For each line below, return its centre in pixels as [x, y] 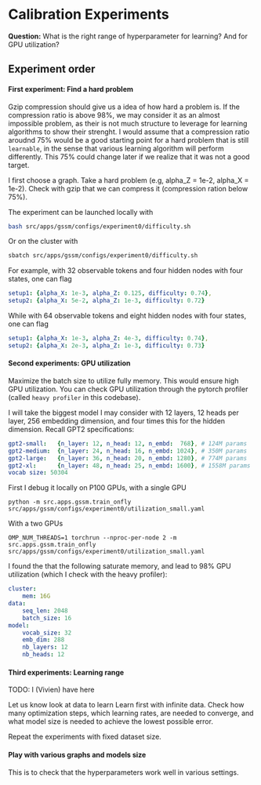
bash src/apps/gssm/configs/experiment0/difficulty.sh [100, 226]
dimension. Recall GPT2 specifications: [71, 429]
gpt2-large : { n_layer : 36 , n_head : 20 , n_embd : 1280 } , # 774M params [128, 458]
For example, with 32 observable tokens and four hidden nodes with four [126, 271]
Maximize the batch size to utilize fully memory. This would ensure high [123, 380]
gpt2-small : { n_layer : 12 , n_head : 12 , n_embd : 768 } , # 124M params [128, 443]
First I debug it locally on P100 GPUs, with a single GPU [97, 488]
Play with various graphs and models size [77, 754]
